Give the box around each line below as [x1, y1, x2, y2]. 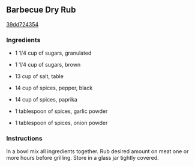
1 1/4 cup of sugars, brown [14, 61, 81, 68]
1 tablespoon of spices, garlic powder [14, 108, 108, 115]
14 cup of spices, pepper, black [14, 84, 93, 92]
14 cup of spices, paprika [14, 96, 78, 103]
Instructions [6, 135, 43, 143]
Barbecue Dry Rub [6, 5, 76, 15]
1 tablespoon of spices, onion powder [14, 120, 108, 127]
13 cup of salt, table [14, 73, 64, 80]
